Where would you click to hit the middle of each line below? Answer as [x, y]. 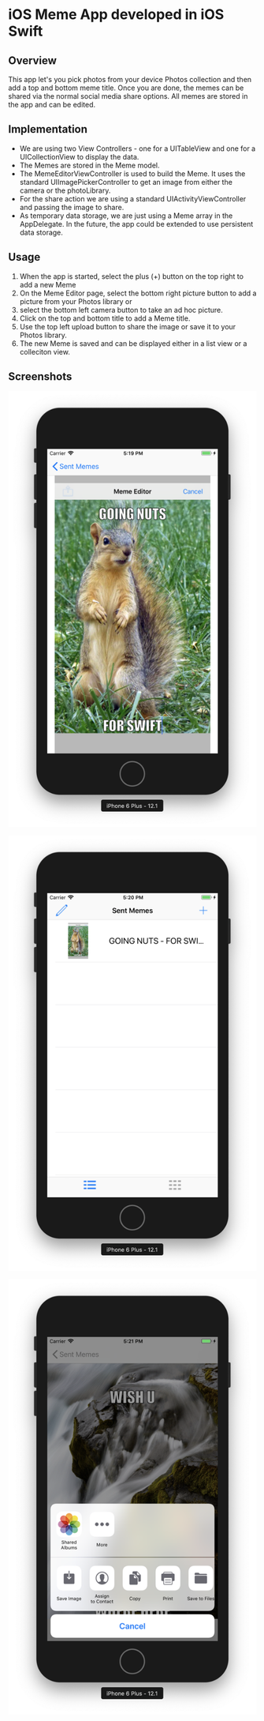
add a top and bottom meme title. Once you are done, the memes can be [126, 88]
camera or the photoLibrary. [65, 190]
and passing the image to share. [72, 207]
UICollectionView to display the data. [79, 156]
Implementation [48, 129]
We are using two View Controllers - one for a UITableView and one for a [138, 148]
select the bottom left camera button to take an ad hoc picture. [121, 310]
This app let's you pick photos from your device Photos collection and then [130, 79]
